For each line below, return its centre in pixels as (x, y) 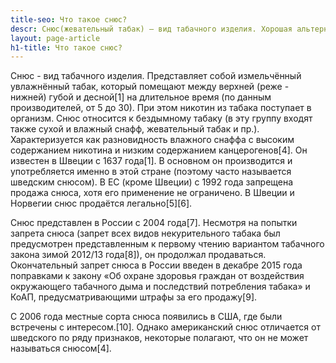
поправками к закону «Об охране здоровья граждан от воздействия (157, 276)
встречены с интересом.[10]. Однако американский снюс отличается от (165, 327)
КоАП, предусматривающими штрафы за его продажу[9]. (134, 297)
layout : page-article (55, 38)
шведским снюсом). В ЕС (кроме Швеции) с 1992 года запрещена (152, 182)
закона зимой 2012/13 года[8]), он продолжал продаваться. (138, 255)
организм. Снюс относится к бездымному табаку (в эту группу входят (161, 118)
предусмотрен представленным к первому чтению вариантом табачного (167, 244)
